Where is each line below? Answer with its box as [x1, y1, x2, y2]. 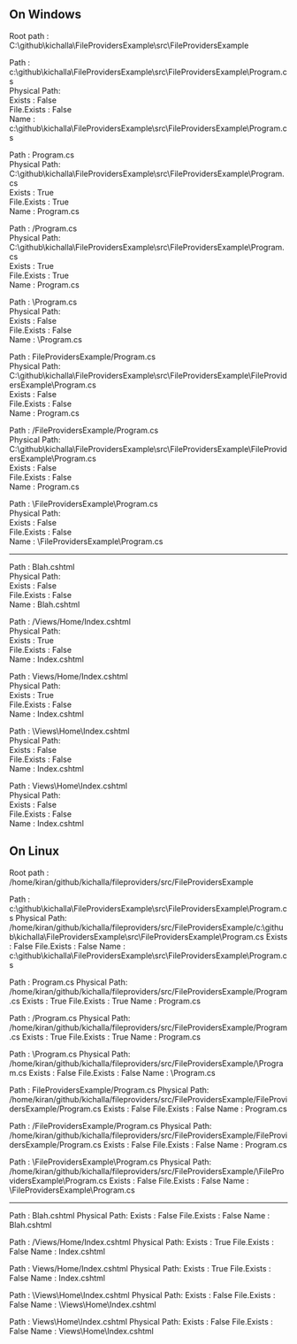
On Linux [9, 844, 60, 859]
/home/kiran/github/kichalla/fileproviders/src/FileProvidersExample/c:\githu [9, 922, 284, 933]
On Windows [9, 7, 82, 22]
